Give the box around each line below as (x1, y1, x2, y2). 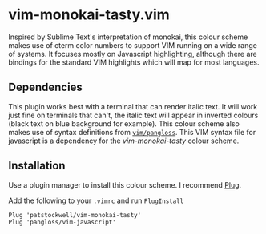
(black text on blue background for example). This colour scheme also (8, 118, 240, 129)
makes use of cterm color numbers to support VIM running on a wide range (8, 40, 258, 50)
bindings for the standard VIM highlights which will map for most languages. (8, 58, 260, 67)
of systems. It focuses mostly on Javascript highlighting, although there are (8, 49, 258, 58)
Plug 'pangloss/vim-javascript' (8, 218, 116, 226)
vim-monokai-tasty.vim (8, 6, 170, 24)
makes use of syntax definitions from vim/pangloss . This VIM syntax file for (8, 127, 256, 137)
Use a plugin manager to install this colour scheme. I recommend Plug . (8, 180, 242, 189)
